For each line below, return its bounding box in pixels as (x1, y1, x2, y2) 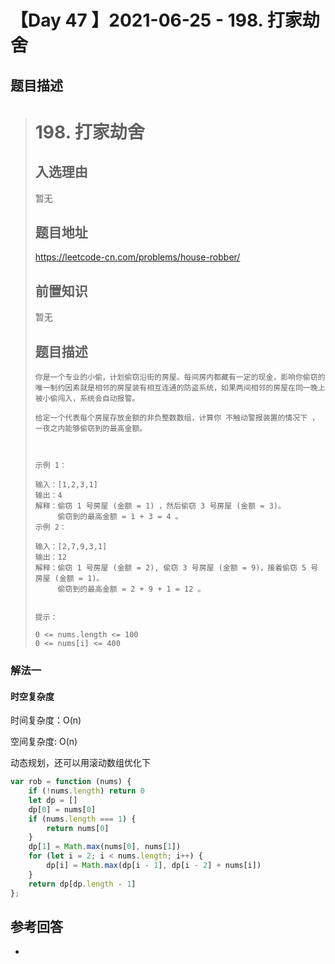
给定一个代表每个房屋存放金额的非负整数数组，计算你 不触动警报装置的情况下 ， (34, 413, 320, 423)
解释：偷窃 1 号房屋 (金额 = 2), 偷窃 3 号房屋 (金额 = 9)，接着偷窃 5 (34, 563, 307, 573)
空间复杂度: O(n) (10, 736, 78, 748)
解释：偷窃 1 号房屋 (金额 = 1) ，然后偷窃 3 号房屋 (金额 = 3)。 (34, 501, 286, 511)
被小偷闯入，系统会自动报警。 (34, 394, 140, 404)
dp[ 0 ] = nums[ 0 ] (28, 804, 97, 815)
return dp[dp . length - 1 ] (28, 879, 137, 889)
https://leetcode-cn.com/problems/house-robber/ (34, 251, 241, 263)
